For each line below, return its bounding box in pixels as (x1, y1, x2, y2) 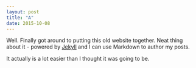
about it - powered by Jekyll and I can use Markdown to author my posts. (6, 43, 190, 50)
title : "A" (6, 15, 34, 21)
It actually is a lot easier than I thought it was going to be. (6, 55, 150, 63)
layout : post (6, 8, 40, 15)
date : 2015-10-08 (6, 20, 51, 26)
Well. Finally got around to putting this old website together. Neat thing (6, 37, 183, 44)
